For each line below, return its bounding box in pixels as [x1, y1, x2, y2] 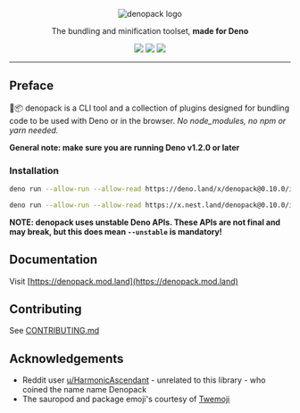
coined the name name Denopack [21, 384, 147, 395]
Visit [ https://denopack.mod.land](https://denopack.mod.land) [9, 276, 238, 286]
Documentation [9, 252, 98, 268]
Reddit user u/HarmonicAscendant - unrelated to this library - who [21, 375, 266, 385]
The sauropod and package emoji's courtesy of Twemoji [21, 393, 230, 405]
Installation [9, 164, 60, 177]
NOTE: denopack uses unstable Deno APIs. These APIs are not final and [9, 217, 281, 227]
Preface [9, 78, 54, 94]
